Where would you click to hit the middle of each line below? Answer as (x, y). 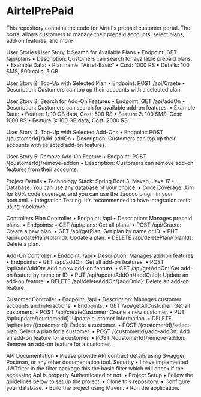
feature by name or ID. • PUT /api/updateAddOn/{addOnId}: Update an (101, 275)
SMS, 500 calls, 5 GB (32, 71)
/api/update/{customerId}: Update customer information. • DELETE (89, 318)
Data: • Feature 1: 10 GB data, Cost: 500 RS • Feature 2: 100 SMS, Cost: (94, 114)
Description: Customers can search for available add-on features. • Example (101, 107)
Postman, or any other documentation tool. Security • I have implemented (97, 362)
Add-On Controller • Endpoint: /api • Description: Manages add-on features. (100, 255)
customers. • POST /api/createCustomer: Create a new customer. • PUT (95, 312)
